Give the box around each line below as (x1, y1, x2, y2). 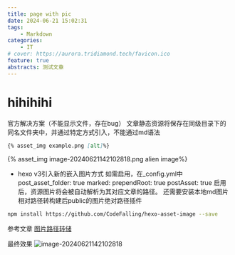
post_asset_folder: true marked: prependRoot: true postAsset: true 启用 (17, 179, 226, 187)
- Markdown (20, 30, 53, 38)
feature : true (7, 57, 50, 64)
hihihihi (7, 94, 53, 111)
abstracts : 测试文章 (7, 64, 64, 71)
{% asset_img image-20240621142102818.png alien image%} (7, 155, 188, 164)
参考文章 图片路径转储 (7, 224, 72, 233)
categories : (7, 37, 43, 44)
